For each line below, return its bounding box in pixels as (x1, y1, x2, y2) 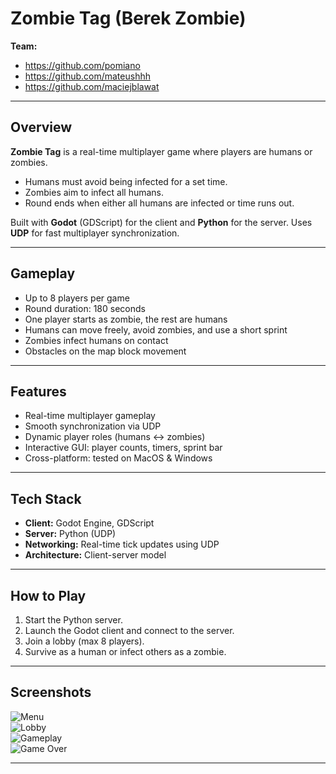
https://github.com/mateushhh (24, 70, 151, 82)
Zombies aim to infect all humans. (24, 186, 165, 198)
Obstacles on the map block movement (24, 345, 187, 357)
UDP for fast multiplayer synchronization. (10, 227, 180, 239)
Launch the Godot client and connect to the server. (24, 625, 235, 636)
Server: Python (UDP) (24, 528, 117, 540)
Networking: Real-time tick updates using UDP (24, 538, 220, 551)
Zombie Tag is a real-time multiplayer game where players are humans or (10, 145, 313, 157)
